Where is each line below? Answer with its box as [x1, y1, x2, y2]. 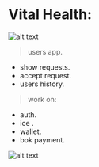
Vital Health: [8, 6, 93, 24]
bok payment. [19, 135, 65, 144]
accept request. [19, 70, 72, 80]
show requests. [19, 62, 70, 72]
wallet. [19, 127, 42, 136]
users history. [19, 79, 65, 89]
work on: [27, 94, 57, 104]
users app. [27, 47, 63, 56]
